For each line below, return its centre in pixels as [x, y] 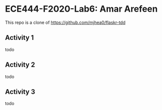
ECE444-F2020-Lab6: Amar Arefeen [81, 9]
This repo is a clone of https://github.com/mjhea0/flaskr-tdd [65, 22]
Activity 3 [20, 92]
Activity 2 [20, 65]
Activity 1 [19, 38]
